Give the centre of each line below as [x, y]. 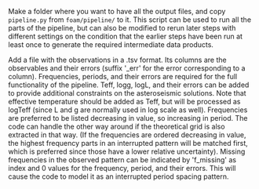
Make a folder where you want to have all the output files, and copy [117, 11]
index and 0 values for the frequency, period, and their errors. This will [122, 168]
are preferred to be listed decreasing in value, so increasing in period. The [128, 118]
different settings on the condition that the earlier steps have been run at [126, 36]
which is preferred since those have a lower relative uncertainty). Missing [127, 151]
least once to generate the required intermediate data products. [111, 45]
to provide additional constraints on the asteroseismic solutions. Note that [127, 93]
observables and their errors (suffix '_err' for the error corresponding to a [127, 68]
